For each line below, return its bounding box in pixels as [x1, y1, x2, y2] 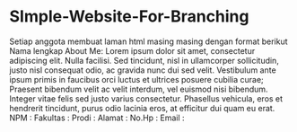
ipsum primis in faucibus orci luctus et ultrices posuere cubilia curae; [9, 74, 265, 84]
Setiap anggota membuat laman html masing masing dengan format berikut [9, 36, 289, 47]
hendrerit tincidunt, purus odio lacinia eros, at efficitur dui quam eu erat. [9, 102, 275, 113]
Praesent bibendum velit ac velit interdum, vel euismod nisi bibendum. [9, 84, 268, 94]
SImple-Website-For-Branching [9, 6, 249, 27]
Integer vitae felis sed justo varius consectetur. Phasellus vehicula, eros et [9, 92, 284, 104]
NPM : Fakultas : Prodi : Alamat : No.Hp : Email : [9, 112, 186, 123]
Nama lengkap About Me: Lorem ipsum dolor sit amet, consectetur [9, 45, 256, 56]
